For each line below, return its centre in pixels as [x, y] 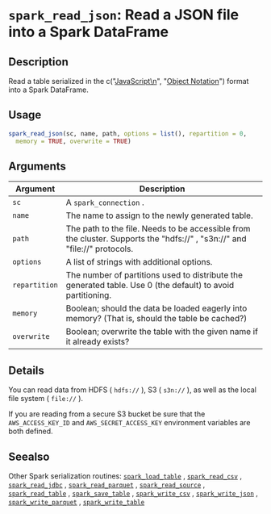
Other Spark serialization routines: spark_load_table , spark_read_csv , [125, 476]
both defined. [31, 431]
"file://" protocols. [100, 249]
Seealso [29, 456]
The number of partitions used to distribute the [154, 275]
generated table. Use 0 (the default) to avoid [150, 286]
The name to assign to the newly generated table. [159, 215]
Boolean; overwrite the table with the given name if [162, 332]
